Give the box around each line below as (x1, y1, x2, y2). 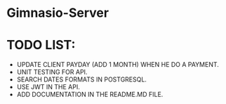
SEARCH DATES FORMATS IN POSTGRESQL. (16, 75, 147, 84)
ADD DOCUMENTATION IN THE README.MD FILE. (16, 90, 164, 99)
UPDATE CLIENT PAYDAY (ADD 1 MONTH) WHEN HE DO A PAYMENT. (16, 60, 219, 69)
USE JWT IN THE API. (16, 83, 80, 91)
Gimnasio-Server (6, 5, 109, 21)
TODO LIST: (6, 37, 76, 53)
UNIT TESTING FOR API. (16, 68, 88, 77)
